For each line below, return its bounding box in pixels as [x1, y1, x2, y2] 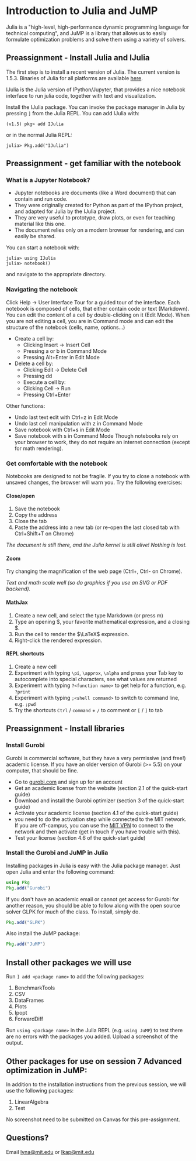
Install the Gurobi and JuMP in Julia [6, 849, 108, 857]
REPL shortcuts [6, 650, 44, 657]
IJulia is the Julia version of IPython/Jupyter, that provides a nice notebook [6, 86, 185, 93]
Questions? [6, 1133, 49, 1143]
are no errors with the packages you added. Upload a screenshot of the [6, 1033, 178, 1040]
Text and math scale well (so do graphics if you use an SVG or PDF [6, 579, 168, 586]
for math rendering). [14, 445, 64, 452]
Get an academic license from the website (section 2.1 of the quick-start [14, 784, 188, 791]
